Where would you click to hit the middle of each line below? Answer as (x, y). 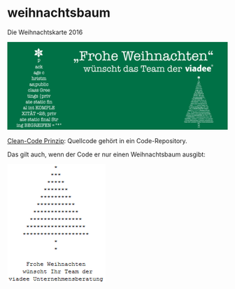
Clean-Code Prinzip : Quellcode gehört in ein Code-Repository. (97, 141)
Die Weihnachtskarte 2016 (45, 32)
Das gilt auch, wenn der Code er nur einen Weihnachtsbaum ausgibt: (107, 154)
